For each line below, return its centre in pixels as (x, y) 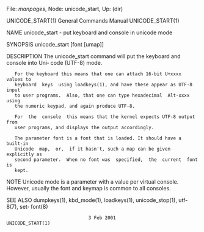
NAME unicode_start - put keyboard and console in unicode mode (89, 32)
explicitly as (24, 154)
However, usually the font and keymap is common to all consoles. (89, 188)
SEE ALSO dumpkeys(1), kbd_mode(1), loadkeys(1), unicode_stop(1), (92, 200)
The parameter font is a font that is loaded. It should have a (98, 138)
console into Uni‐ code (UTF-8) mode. (54, 63)
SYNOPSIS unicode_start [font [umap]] (55, 44)
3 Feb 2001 (102, 218)
